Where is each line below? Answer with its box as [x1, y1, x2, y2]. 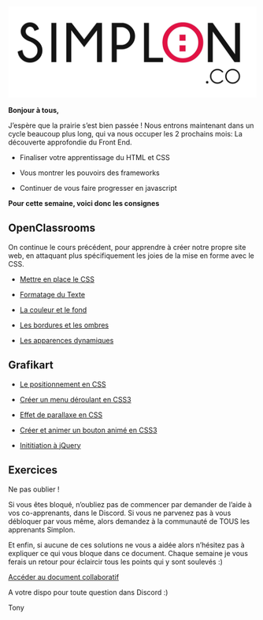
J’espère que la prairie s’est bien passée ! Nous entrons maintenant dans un [8, 121, 254, 130]
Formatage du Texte [19, 289, 85, 299]
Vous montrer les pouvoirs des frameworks [19, 168, 160, 177]
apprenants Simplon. [8, 525, 76, 534]
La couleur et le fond [19, 304, 87, 314]
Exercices [8, 464, 57, 477]
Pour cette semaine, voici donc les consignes [8, 199, 160, 208]
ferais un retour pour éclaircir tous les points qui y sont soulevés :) [8, 557, 223, 566]
